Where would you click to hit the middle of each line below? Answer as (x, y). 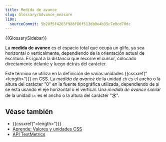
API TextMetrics (29, 134)
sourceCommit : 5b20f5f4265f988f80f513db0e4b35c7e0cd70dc (70, 24)
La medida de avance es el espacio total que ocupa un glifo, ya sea (75, 48)
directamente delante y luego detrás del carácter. (56, 64)
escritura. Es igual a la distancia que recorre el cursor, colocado (71, 59)
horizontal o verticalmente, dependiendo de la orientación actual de (75, 53)
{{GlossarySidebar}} (26, 38)
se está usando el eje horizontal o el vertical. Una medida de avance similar (83, 90)
